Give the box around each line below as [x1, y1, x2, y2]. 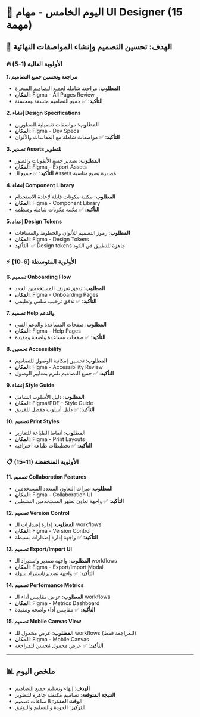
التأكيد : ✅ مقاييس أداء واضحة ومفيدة [14, 606, 95, 613]
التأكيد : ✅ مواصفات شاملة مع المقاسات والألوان [14, 134, 120, 141]
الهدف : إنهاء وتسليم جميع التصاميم [14, 685, 90, 692]
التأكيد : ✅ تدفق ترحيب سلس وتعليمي [14, 297, 97, 305]
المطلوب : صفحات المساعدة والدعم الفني [14, 321, 107, 328]
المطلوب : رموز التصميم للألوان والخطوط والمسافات [14, 229, 130, 236]
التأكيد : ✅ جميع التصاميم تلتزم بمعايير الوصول [14, 370, 114, 377]
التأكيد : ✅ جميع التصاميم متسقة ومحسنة [14, 97, 103, 104]
